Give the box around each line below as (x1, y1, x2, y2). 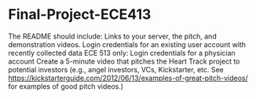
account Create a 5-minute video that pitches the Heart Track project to (8, 57, 240, 66)
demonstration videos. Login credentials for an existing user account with (8, 39, 246, 49)
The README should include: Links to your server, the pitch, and (8, 31, 218, 41)
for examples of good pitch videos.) (8, 81, 124, 91)
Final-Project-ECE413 (8, 5, 152, 24)
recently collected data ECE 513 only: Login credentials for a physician (8, 48, 236, 57)
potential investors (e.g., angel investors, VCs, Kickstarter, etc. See (8, 64, 224, 74)
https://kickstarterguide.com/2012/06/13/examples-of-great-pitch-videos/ (8, 73, 249, 82)
